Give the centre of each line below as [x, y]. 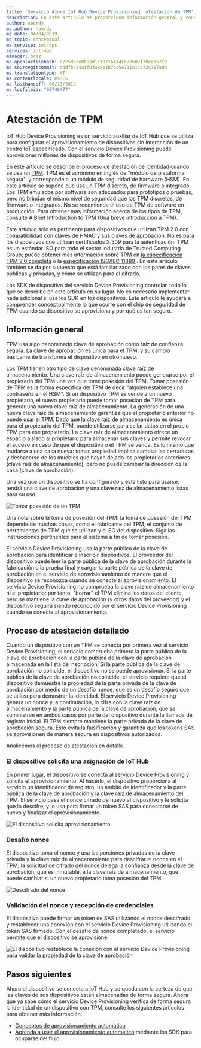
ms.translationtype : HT [36, 73]
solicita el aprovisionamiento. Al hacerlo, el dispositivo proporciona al [92, 781]
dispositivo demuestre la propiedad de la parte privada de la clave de [92, 683]
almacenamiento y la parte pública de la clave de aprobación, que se [91, 709]
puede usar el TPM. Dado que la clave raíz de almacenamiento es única [95, 419]
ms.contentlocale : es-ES [37, 78]
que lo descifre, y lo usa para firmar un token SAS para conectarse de [92, 806]
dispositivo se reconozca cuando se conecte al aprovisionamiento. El [91, 580]
